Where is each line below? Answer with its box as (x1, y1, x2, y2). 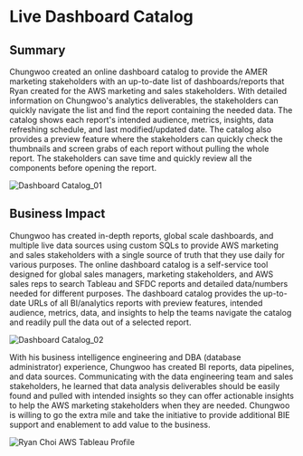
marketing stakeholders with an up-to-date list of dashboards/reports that (9, 76, 285, 87)
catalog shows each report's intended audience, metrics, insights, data (9, 115, 274, 125)
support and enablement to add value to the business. (9, 419, 211, 430)
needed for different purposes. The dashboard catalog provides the (9, 288, 261, 299)
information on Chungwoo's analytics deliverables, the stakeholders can (9, 95, 279, 106)
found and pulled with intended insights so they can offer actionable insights (9, 390, 294, 401)
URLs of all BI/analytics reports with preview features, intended (27, 297, 263, 309)
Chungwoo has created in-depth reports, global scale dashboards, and (9, 230, 274, 241)
